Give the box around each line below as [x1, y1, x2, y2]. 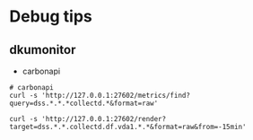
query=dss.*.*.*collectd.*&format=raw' [9, 99, 159, 108]
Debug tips [9, 6, 92, 27]
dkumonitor [9, 42, 76, 57]
